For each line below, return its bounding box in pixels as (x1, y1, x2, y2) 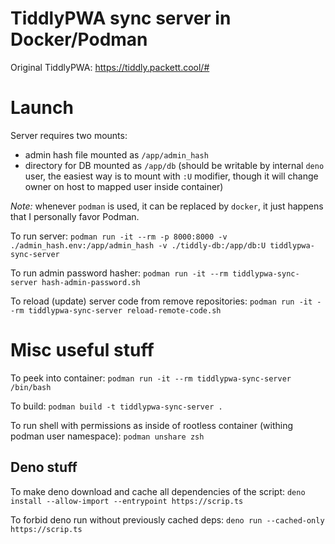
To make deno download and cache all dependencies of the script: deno (10, 485, 306, 497)
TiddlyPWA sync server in (10, 7, 232, 30)
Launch (10, 97, 74, 119)
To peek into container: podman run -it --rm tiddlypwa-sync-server (10, 372, 292, 384)
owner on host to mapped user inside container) (24, 180, 224, 192)
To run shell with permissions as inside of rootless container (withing (10, 419, 294, 431)
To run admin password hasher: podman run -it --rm (10, 267, 229, 279)
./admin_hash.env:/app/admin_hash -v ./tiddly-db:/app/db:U (10, 240, 267, 251)
